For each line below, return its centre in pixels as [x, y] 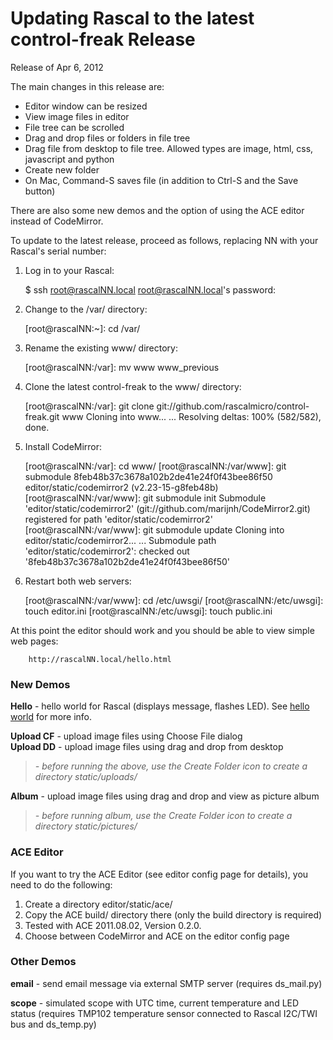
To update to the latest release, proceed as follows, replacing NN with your [164, 240]
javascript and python [69, 159]
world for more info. [51, 717]
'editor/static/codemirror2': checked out [107, 551]
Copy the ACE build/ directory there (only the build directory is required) [173, 914]
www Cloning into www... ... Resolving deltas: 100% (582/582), [191, 416]
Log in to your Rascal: [69, 270]
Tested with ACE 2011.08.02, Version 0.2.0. [113, 925]
